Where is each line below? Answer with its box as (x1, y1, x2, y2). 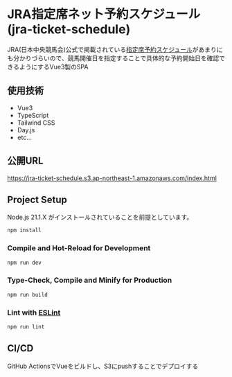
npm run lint (7, 323, 45, 330)
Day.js (17, 125, 35, 134)
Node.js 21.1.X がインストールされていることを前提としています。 (7, 213, 193, 222)
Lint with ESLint (7, 308, 61, 317)
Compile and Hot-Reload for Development (7, 243, 151, 253)
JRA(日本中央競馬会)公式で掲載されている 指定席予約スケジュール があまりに (7, 45, 223, 53)
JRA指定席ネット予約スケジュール (7, 6, 201, 22)
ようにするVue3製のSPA (19, 62, 89, 71)
